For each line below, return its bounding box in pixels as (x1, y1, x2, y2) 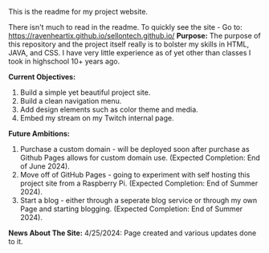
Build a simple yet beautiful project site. (19, 88, 151, 97)
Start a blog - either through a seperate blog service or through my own (19, 196, 258, 205)
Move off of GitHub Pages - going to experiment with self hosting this (19, 170, 251, 179)
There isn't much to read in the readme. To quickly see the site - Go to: (8, 22, 243, 31)
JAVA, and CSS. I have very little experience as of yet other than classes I (8, 48, 251, 57)
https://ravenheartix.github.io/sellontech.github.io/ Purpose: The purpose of (8, 31, 261, 40)
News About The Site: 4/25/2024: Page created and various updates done (8, 228, 257, 238)
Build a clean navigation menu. (19, 96, 122, 105)
